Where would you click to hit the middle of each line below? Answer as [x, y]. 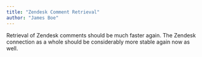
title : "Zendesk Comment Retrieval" [53, 12]
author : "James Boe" [33, 18]
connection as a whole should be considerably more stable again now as [98, 42]
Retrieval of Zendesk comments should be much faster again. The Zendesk [101, 35]
